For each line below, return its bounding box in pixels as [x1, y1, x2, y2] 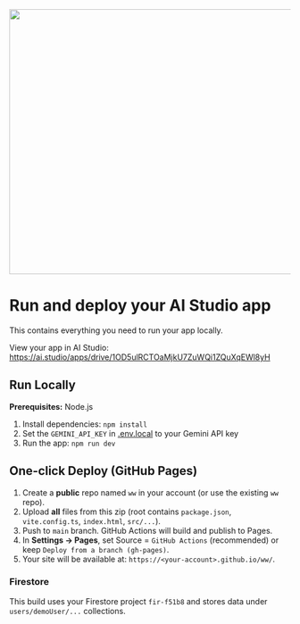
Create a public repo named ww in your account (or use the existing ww [21, 487, 279, 498]
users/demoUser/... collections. [9, 605, 127, 616]
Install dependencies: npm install [21, 419, 147, 429]
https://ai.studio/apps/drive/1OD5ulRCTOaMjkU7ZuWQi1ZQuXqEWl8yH [9, 352, 271, 362]
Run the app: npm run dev [21, 437, 116, 448]
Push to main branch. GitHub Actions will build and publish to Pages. [21, 525, 273, 536]
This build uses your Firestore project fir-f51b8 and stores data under [9, 595, 268, 606]
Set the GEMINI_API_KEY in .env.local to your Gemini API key [21, 428, 239, 438]
